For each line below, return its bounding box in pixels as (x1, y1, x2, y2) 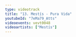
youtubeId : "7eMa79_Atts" (5, 16, 57, 21)
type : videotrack (5, 7, 40, 12)
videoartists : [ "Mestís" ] (5, 25, 57, 30)
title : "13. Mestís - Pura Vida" (5, 12, 72, 16)
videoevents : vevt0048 (5, 20, 51, 25)
